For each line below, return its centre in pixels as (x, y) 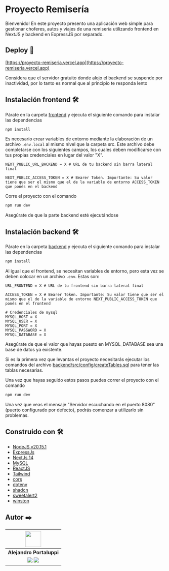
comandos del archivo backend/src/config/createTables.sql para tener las (82, 365)
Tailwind (21, 473)
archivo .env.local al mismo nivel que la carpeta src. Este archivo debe (80, 144)
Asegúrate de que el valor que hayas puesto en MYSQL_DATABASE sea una (84, 344)
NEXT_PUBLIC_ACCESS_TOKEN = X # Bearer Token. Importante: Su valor (79, 178)
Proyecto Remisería (47, 9)
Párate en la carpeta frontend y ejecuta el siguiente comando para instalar (83, 114)
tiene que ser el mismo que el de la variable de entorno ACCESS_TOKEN (82, 182)
